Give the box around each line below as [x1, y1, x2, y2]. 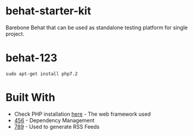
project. [5, 30, 25, 37]
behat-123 [5, 51, 58, 65]
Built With [5, 91, 55, 104]
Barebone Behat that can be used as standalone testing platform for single [5, 24, 188, 31]
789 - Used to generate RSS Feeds [14, 123, 100, 130]
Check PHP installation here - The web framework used [14, 110, 151, 118]
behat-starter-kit [5, 4, 92, 18]
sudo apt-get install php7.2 [5, 70, 78, 77]
